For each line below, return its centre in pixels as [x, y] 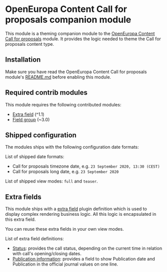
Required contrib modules [46, 93]
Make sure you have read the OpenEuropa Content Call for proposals [76, 72]
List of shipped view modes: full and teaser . [52, 181]
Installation [23, 60]
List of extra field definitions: [34, 239]
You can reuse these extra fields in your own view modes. [65, 229]
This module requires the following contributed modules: [63, 104]
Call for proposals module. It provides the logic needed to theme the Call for [83, 39]
